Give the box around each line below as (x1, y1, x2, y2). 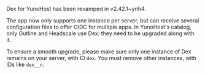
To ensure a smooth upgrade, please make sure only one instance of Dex (6, 48, 191, 55)
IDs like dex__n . (6, 61, 45, 68)
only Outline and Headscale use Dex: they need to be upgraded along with (6, 30, 195, 37)
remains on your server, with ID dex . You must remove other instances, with (6, 55, 196, 61)
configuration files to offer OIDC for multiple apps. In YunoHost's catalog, (6, 24, 191, 30)
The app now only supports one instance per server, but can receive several (6, 17, 199, 24)
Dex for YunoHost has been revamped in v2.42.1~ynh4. (6, 5, 146, 12)
